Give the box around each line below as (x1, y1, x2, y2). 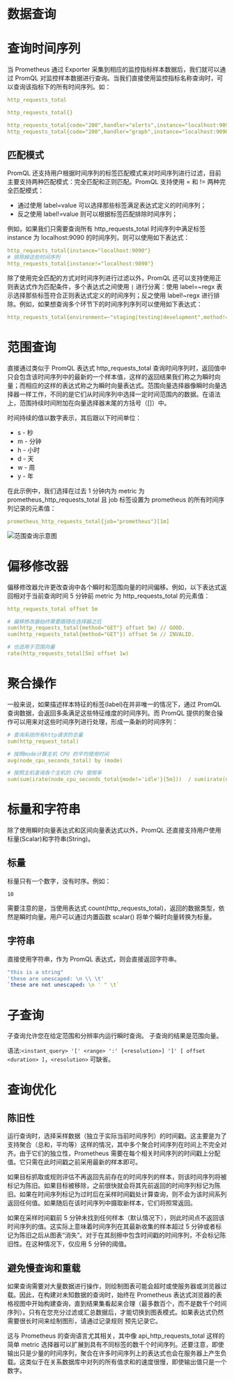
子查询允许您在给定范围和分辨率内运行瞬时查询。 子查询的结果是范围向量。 (7, 1032, 223, 1040)
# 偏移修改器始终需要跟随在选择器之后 (7, 618, 102, 625)
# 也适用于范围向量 (7, 644, 56, 651)
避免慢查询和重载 (7, 1262, 81, 1274)
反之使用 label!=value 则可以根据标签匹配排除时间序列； (17, 210, 178, 218)
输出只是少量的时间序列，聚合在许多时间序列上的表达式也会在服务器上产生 (7, 1349, 221, 1357)
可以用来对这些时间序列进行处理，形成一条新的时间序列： (13, 717, 178, 725)
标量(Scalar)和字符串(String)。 (7, 835, 95, 843)
